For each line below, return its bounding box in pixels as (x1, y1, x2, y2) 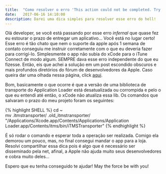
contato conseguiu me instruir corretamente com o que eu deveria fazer (5, 46, 153, 52)
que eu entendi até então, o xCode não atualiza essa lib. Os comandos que (5, 92, 159, 98)
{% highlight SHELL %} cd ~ (5, 107, 63, 113)
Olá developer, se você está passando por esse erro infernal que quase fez (5, 30, 159, 36)
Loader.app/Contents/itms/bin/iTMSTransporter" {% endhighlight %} (5, 123, 146, 129)
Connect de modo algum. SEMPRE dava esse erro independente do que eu (5, 57, 159, 62)
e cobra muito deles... (5, 154, 50, 160)
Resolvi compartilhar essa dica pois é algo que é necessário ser (5, 143, 135, 149)
